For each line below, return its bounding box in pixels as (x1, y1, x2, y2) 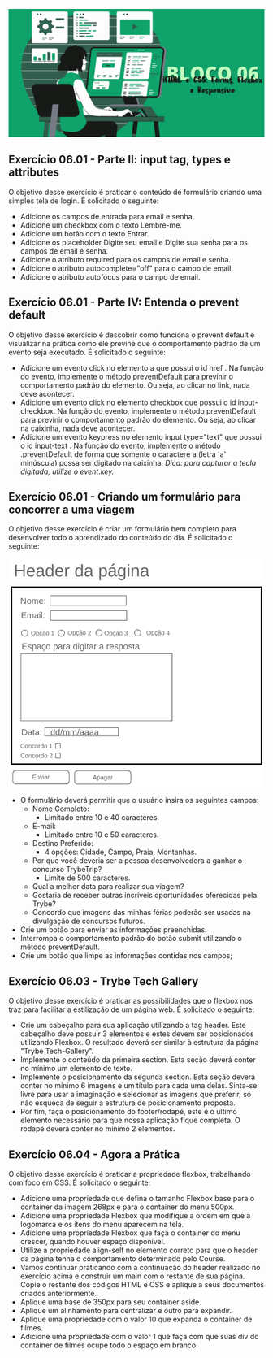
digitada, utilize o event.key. (19, 466, 115, 476)
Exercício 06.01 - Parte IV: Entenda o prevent (8, 296, 240, 310)
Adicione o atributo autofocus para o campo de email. (19, 271, 201, 281)
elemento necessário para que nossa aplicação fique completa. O (19, 1115, 241, 1126)
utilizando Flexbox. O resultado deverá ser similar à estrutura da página (19, 1038, 259, 1048)
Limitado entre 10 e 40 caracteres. (44, 813, 160, 822)
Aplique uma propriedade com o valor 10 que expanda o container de (19, 1314, 253, 1324)
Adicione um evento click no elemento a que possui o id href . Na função (19, 362, 264, 372)
